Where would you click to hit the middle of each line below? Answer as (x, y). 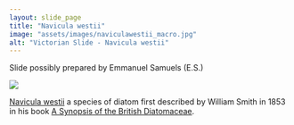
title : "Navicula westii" (57, 26)
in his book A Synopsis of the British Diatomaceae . (102, 112)
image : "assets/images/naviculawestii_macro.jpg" (103, 34)
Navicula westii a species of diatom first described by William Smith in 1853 (147, 102)
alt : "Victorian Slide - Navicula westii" (89, 42)
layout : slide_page (45, 17)
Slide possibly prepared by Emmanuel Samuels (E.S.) (106, 68)
